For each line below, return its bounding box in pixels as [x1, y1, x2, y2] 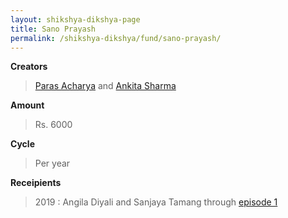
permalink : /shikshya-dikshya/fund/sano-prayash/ [10, 33, 222, 43]
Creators [10, 61, 48, 73]
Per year [34, 157, 71, 170]
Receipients [10, 177, 62, 189]
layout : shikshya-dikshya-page [10, 14, 141, 25]
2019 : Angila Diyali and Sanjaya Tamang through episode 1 [34, 196, 278, 208]
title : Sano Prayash [10, 24, 97, 34]
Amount [10, 99, 45, 111]
